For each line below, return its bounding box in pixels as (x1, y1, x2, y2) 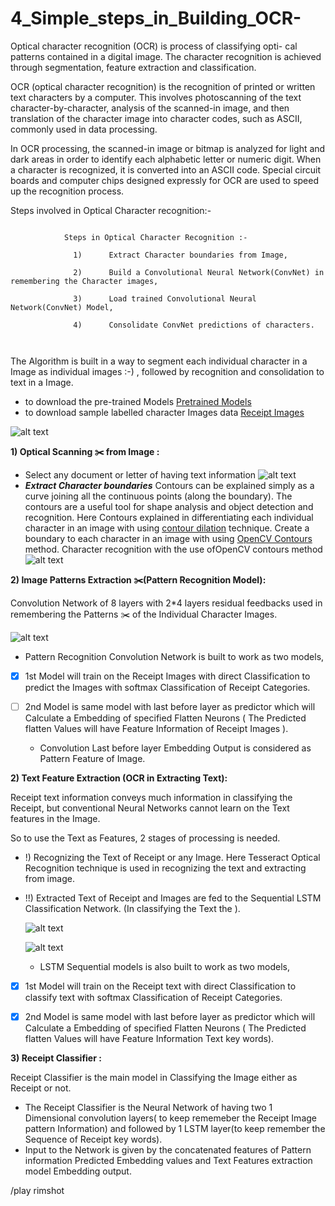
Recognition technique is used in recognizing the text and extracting (24, 862, 307, 874)
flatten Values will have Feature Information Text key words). (24, 1033, 275, 1045)
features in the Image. (10, 813, 101, 825)
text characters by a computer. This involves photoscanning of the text (10, 91, 302, 103)
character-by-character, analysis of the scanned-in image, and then (10, 102, 290, 114)
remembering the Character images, (10, 276, 159, 286)
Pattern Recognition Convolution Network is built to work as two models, (24, 650, 325, 662)
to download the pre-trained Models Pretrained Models (24, 395, 252, 407)
